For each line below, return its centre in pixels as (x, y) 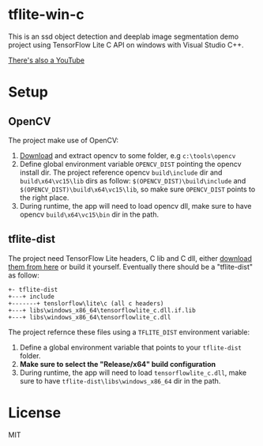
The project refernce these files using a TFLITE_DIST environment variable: (129, 332)
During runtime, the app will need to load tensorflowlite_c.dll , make (133, 372)
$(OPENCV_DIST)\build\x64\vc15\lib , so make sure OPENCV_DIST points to (137, 189)
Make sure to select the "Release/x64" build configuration (117, 364)
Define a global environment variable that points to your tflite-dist (131, 347)
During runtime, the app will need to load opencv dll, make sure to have (135, 206)
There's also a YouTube (47, 60)
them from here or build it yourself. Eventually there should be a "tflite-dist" (131, 266)
